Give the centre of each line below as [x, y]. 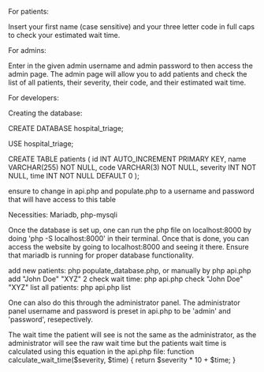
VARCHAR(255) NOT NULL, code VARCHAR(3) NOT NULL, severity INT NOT [132, 167]
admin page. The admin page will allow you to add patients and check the [128, 74]
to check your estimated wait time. [64, 35]
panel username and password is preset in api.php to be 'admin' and [119, 311]
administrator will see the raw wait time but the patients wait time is [117, 343]
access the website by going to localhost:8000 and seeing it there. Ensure [129, 247]
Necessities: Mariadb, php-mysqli [63, 215]
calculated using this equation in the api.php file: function [101, 351]
